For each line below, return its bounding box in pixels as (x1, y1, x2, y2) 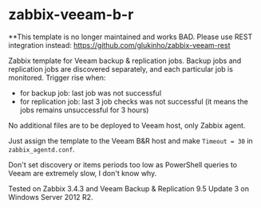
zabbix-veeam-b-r (8, 6, 134, 24)
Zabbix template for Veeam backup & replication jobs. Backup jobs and (8, 56, 242, 65)
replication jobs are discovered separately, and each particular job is (8, 64, 234, 73)
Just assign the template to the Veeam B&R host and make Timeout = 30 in (8, 135, 253, 145)
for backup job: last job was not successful (19, 88, 162, 97)
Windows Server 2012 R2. (8, 192, 93, 202)
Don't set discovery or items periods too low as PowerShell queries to (8, 159, 238, 169)
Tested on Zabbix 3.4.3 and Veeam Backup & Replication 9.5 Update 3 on (8, 183, 250, 193)
